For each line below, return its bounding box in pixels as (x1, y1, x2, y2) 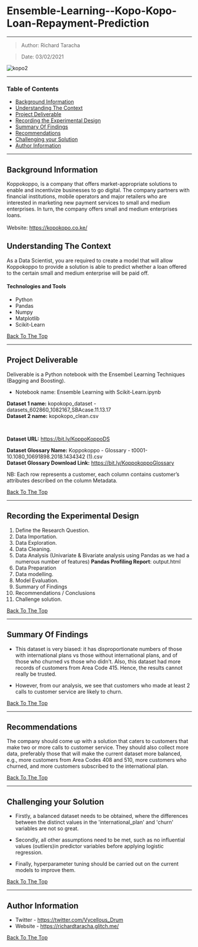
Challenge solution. (15, 596, 62, 603)
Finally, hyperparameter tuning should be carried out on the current (15, 860, 179, 867)
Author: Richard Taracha (21, 41, 80, 48)
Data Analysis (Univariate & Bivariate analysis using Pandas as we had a (15, 551, 190, 558)
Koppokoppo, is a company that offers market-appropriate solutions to (6, 180, 177, 188)
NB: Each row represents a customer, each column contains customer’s (6, 471, 180, 478)
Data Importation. (15, 532, 58, 540)
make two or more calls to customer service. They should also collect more (6, 744, 189, 751)
